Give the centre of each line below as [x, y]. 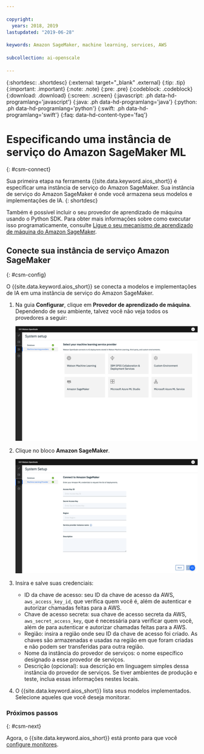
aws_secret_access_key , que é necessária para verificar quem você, [109, 621]
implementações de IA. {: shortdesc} [52, 200]
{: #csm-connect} [29, 169]
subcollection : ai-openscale [43, 58]
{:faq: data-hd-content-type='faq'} [104, 115]
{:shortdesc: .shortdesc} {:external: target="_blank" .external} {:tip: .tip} [96, 82]
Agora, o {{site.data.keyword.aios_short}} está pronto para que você [92, 738]
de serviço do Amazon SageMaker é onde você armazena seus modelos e [99, 194]
